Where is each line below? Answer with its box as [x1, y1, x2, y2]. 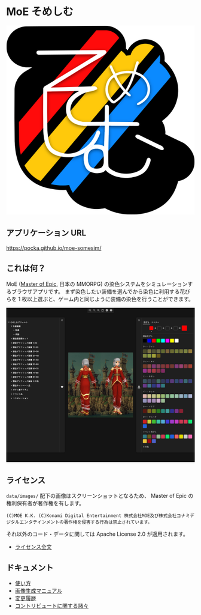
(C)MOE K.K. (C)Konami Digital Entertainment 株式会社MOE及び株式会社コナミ [6, 513, 190, 519]
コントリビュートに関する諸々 [14, 602, 89, 610]
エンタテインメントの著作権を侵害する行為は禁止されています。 [19, 520, 153, 526]
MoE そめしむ [6, 5, 74, 19]
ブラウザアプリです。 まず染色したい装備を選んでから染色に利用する [11, 288, 180, 295]
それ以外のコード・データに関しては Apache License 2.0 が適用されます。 [6, 530, 188, 538]
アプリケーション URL [6, 228, 87, 238]
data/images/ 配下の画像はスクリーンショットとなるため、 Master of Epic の [6, 492, 194, 500]
